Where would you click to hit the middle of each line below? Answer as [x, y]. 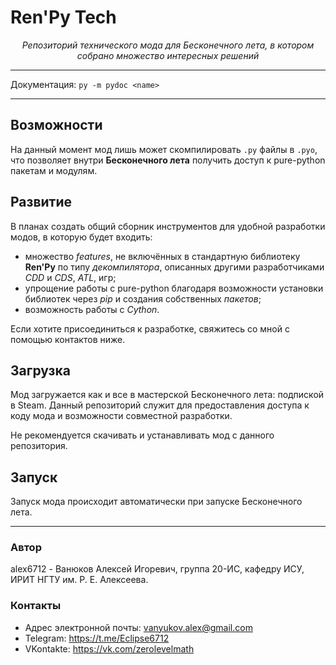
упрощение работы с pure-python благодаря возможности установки [174, 288]
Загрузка [40, 370]
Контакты [36, 606]
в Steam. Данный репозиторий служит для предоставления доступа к [160, 405]
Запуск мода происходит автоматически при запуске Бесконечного [156, 502]
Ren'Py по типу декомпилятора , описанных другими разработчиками [174, 267]
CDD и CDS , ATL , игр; [70, 277]
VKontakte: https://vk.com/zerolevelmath [109, 648]
